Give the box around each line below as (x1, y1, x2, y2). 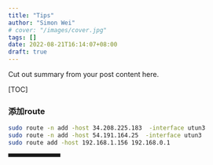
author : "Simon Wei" (8, 19, 76, 27)
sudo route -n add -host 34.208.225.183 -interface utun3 (8, 124, 206, 132)
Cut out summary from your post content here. (8, 70, 160, 79)
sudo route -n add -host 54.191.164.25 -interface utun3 (8, 131, 202, 140)
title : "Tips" (8, 11, 55, 20)
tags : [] (8, 33, 37, 42)
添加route (8, 105, 46, 116)
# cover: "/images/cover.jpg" (8, 26, 108, 34)
